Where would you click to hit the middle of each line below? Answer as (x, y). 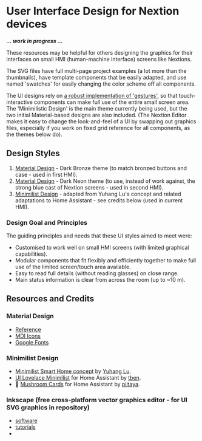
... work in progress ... (35, 41)
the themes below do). (34, 134)
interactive (20, 102)
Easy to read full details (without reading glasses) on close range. (97, 273)
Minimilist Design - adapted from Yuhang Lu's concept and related (98, 194)
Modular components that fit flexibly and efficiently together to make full (105, 261)
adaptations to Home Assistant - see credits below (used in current (99, 200)
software (26, 421)
